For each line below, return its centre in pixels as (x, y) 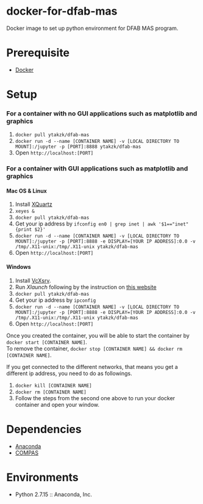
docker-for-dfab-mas (62, 11)
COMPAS (27, 453)
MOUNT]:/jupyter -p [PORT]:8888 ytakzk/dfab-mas (78, 147)
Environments (43, 477)
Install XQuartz (34, 204)
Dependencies (44, 429)
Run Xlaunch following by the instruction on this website (86, 287)
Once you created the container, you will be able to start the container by (98, 335)
